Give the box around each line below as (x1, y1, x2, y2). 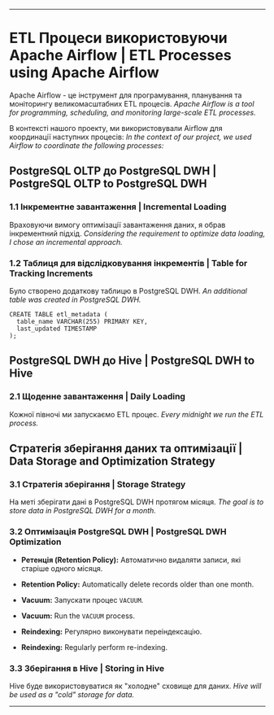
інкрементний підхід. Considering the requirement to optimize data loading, (9, 229, 266, 238)
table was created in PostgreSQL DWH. (9, 294, 141, 304)
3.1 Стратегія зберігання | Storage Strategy (9, 478, 186, 490)
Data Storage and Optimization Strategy (9, 455, 216, 468)
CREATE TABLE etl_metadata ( (9, 310, 108, 318)
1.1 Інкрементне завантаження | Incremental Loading (9, 201, 227, 212)
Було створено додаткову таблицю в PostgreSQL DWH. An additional (9, 286, 247, 295)
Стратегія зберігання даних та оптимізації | (9, 442, 243, 456)
